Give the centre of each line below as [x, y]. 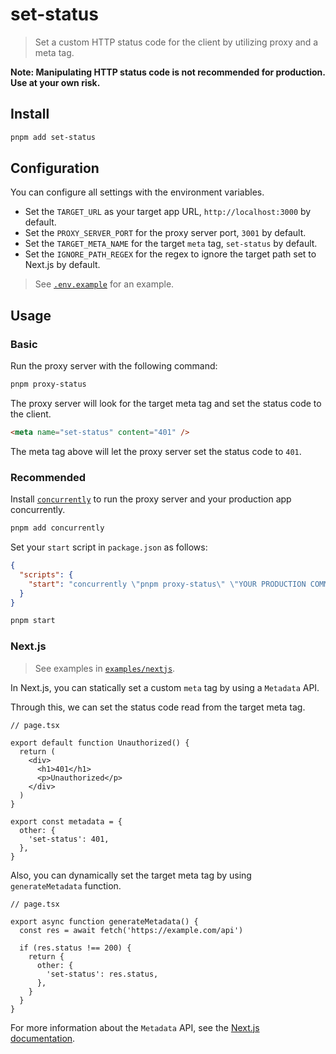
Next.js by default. [62, 265]
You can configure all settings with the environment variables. [137, 192]
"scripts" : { [46, 574]
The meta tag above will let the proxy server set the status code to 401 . [156, 451]
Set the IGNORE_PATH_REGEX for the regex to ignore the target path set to [170, 254]
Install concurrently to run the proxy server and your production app [151, 499]
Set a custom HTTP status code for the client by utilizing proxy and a [176, 42]
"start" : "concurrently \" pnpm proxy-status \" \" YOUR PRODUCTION [167, 584]
